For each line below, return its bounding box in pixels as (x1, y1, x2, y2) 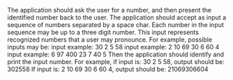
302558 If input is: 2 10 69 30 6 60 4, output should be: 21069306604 (7, 65, 209, 73)
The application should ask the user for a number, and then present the (7, 6, 211, 14)
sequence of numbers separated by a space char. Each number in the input (7, 21, 225, 29)
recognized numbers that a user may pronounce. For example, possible (7, 35, 213, 44)
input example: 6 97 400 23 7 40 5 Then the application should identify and (7, 50, 225, 58)
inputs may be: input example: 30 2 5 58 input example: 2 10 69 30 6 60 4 (7, 43, 220, 51)
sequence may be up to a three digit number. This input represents (7, 28, 199, 36)
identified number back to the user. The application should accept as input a (7, 13, 227, 22)
